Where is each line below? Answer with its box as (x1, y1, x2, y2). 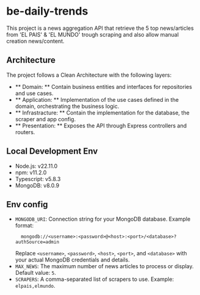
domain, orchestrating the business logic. (15, 102, 120, 110)
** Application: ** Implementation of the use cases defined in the (15, 96, 179, 103)
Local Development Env (6, 146, 98, 157)
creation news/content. (6, 37, 65, 44)
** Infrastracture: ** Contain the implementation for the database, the (15, 108, 190, 116)
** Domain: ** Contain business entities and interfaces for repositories (15, 83, 192, 90)
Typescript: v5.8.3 (15, 175, 61, 182)
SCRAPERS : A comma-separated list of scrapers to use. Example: (15, 275, 174, 283)
